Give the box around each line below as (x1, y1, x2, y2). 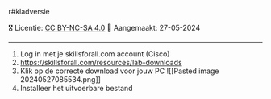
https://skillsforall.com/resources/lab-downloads (19, 58, 183, 67)
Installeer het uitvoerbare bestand (19, 84, 133, 93)
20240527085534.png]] (19, 75, 101, 84)
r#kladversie (8, 7, 50, 16)
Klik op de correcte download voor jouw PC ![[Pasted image (19, 66, 219, 76)
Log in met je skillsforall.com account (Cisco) (19, 49, 170, 59)
